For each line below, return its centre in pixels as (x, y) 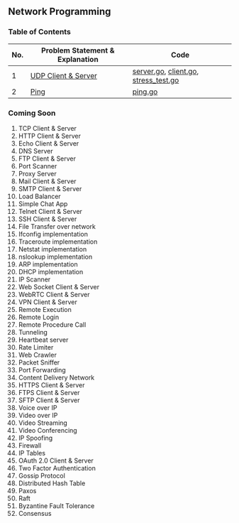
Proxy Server (37, 173)
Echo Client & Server (49, 143)
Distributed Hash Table (52, 483)
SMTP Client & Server (50, 188)
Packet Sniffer (39, 362)
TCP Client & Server (48, 128)
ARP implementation (48, 264)
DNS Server (36, 151)
